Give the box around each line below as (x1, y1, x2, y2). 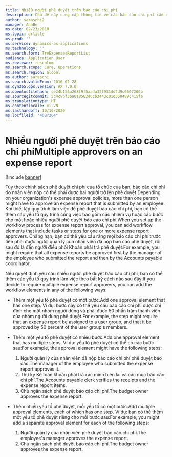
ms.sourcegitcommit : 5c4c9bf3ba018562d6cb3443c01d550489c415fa (5, 94, 143, 99)
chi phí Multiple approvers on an (5, 146, 143, 157)
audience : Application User (5, 55, 66, 61)
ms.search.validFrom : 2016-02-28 (5, 79, 77, 84)
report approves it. (20, 366, 60, 372)
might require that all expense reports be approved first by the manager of (5, 249, 162, 255)
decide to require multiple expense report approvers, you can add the (5, 281, 152, 287)
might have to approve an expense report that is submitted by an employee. (5, 200, 165, 206)
